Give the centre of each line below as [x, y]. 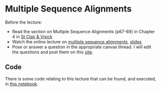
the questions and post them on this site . [52, 52]
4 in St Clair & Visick [32, 37]
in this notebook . [22, 84]
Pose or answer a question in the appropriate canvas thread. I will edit [81, 47]
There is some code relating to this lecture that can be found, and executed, [80, 78]
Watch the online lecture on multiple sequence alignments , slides [77, 41]
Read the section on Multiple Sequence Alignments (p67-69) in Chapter [83, 31]
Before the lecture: [24, 22]
